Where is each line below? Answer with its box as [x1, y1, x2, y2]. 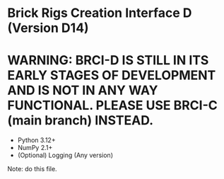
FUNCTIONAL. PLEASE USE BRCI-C [7, 98, 218, 114]
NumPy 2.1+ [17, 144, 53, 152]
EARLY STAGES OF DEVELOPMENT [7, 67, 216, 83]
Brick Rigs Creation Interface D [7, 5, 192, 21]
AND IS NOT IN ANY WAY [7, 83, 158, 98]
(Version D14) [7, 20, 90, 36]
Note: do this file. [7, 165, 58, 173]
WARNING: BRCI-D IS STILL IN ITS [7, 52, 209, 69]
